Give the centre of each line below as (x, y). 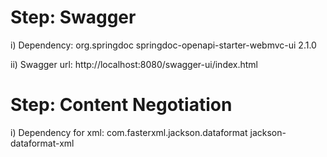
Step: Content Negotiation (121, 105)
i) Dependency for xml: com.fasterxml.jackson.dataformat (129, 132)
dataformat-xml (42, 143)
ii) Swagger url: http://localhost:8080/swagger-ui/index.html (134, 64)
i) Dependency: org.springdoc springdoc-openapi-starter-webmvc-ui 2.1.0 (163, 45)
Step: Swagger (73, 17)
